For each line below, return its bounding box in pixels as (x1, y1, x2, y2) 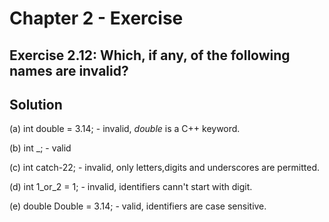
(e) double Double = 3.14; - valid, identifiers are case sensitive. (9, 200, 267, 212)
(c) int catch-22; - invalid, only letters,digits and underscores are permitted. (9, 162, 321, 174)
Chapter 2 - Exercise (9, 7, 184, 30)
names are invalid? (9, 62, 129, 79)
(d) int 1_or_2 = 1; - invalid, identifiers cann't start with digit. (9, 181, 253, 193)
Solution (9, 96, 63, 113)
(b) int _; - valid (9, 142, 72, 154)
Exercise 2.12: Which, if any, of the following (9, 47, 291, 64)
